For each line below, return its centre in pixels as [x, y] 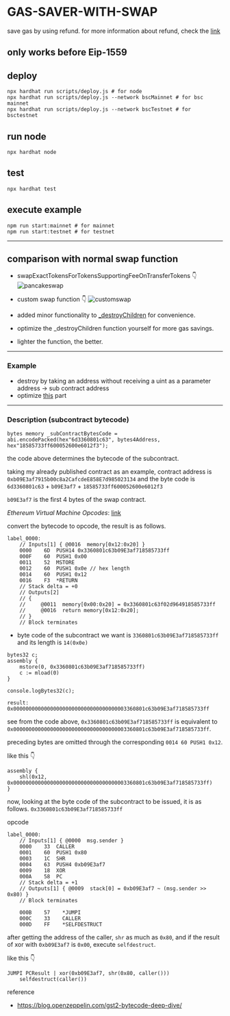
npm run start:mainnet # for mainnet [61, 226]
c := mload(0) [39, 673]
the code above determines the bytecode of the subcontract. [93, 458]
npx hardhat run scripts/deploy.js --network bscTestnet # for [99, 110]
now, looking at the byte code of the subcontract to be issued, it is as [104, 801]
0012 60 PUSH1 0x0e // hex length [75, 568]
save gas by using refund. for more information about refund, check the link [114, 31]
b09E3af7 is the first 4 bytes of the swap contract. [77, 499]
